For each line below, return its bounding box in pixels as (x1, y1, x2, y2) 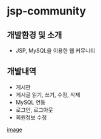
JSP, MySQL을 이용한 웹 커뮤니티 (15, 47, 96, 54)
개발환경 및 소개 (7, 30, 62, 40)
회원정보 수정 (15, 114, 47, 121)
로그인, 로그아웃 (15, 106, 53, 113)
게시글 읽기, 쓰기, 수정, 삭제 (15, 91, 80, 98)
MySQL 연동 (15, 99, 46, 106)
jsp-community (7, 4, 86, 18)
